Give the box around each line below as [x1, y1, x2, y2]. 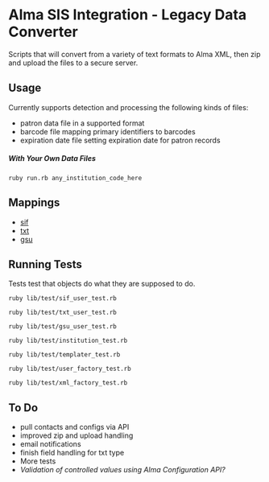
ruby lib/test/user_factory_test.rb [8, 365, 131, 373]
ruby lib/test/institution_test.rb [8, 336, 128, 345]
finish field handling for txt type [19, 448, 125, 458]
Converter [8, 23, 78, 41]
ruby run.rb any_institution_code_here [8, 174, 143, 182]
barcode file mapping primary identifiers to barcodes [19, 126, 196, 136]
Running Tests [8, 257, 82, 271]
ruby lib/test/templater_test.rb [8, 351, 121, 359]
